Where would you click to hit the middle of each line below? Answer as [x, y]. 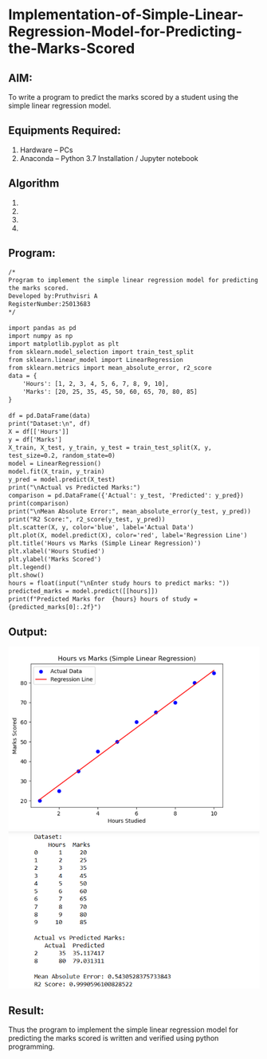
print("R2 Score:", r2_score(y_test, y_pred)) [87, 520]
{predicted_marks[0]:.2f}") [55, 608]
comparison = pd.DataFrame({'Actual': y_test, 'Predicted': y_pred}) [126, 496]
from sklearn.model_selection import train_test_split [101, 352]
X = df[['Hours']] [39, 432]
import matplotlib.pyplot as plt [64, 344]
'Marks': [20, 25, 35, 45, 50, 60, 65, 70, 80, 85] [110, 392]
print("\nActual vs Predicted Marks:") [75, 488]
